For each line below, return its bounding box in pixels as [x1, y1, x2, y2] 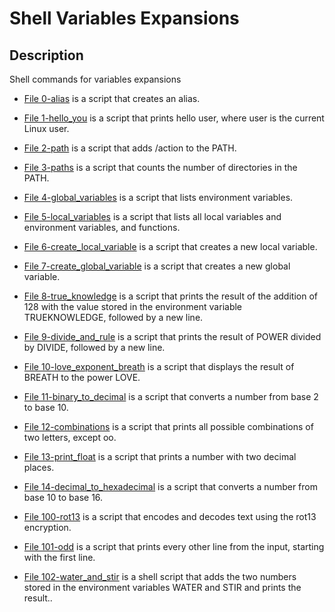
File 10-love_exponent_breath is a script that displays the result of [23, 361, 295, 372]
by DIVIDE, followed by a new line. [23, 342, 166, 353]
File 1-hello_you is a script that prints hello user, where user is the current [23, 112, 325, 124]
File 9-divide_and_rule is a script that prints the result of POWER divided [23, 331, 322, 342]
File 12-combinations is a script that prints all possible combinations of [23, 421, 314, 432]
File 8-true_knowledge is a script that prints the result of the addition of [23, 290, 318, 302]
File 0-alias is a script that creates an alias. [23, 93, 201, 104]
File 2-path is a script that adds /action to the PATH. [23, 142, 237, 154]
